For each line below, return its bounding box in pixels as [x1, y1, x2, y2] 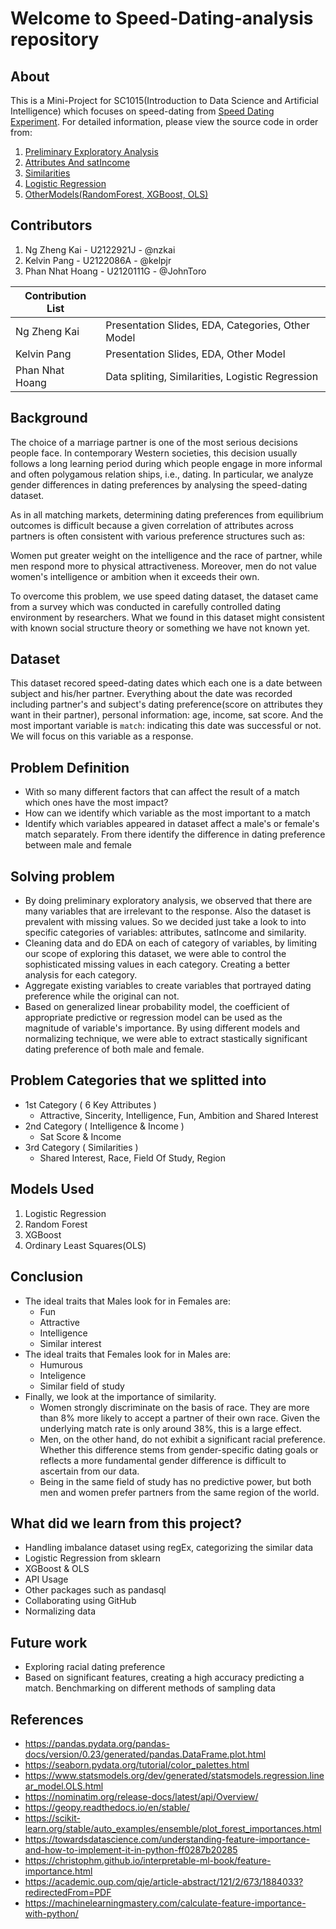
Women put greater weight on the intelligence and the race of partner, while [10, 549, 323, 561]
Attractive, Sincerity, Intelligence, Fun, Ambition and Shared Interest [39, 1109, 319, 1121]
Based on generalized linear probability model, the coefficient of [24, 1001, 290, 1013]
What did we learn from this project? [10, 1515, 243, 1532]
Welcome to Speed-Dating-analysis [10, 7, 314, 30]
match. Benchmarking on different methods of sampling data [24, 1682, 276, 1694]
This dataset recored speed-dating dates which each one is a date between [10, 677, 323, 689]
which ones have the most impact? [24, 797, 169, 809]
